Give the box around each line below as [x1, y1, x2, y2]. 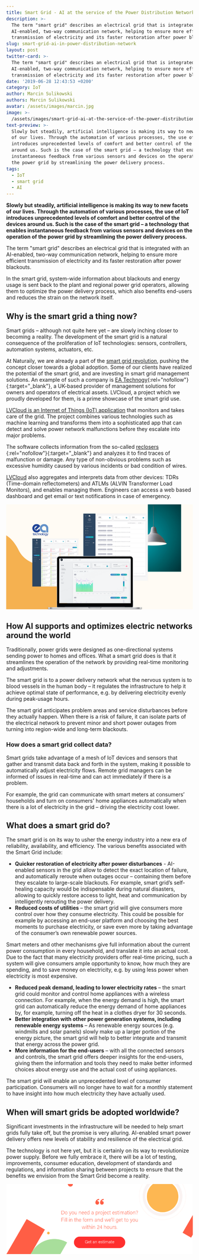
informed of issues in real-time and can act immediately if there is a [6, 773, 171, 780]
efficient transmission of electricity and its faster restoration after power [6, 257, 182, 264]
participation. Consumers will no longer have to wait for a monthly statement [6, 1084, 193, 1091]
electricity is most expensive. [6, 972, 78, 980]
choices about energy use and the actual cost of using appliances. [14, 1066, 178, 1073]
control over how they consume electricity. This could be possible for [14, 911, 184, 918]
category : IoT [6, 85, 41, 91]
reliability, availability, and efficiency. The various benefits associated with [6, 843, 187, 850]
